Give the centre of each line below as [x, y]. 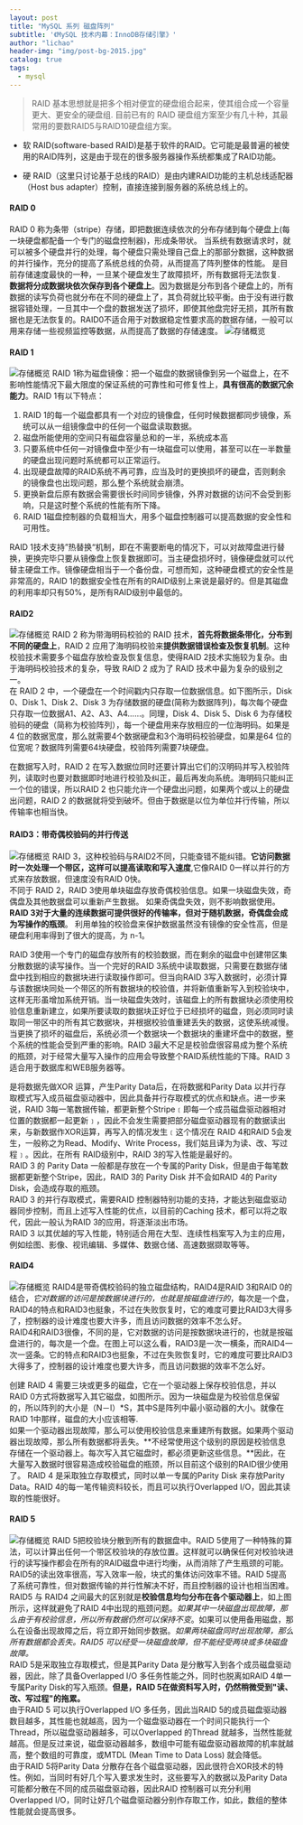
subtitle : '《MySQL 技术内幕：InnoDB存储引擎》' [93, 34]
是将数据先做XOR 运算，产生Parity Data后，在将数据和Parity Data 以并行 [144, 1086]
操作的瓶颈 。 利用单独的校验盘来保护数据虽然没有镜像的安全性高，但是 [156, 924]
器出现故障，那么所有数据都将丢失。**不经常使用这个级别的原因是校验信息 [148, 1441]
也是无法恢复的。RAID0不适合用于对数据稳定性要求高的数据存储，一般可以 [155, 319]
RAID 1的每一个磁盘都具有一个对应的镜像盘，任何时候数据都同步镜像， [153, 415]
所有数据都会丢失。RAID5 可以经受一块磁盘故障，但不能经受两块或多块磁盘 [148, 1642]
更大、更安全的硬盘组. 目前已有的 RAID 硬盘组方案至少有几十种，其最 [160, 115]
